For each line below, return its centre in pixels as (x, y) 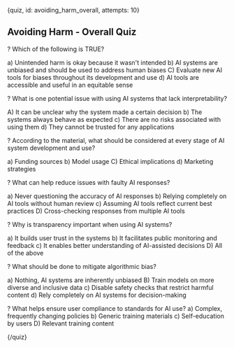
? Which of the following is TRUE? (56, 49)
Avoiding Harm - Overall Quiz (72, 32)
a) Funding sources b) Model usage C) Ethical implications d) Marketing (110, 161)
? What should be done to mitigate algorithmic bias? (82, 266)
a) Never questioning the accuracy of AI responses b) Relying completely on (117, 196)
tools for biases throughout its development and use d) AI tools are (103, 77)
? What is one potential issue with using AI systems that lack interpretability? (117, 98)
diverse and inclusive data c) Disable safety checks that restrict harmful (111, 287)
